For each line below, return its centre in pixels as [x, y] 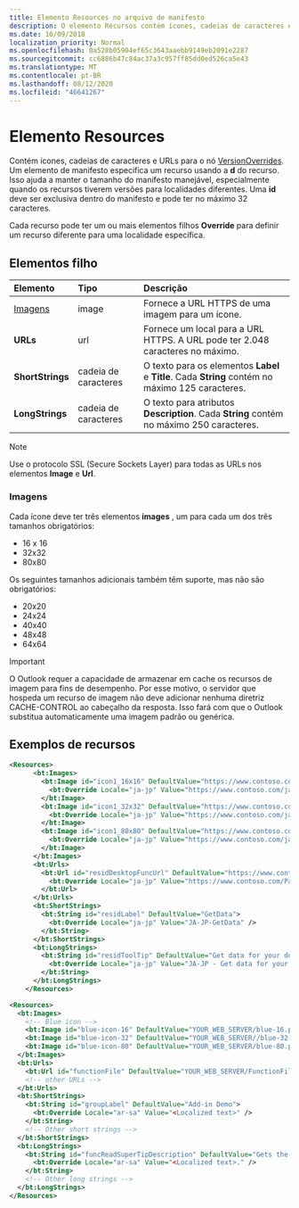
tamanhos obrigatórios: [52, 525]
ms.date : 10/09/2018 [48, 34]
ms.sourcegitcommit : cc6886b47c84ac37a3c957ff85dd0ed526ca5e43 [129, 59]
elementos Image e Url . [53, 474]
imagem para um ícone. [193, 315]
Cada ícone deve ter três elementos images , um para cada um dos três [141, 516]
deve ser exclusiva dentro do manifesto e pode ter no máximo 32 [128, 199]
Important [27, 661]
